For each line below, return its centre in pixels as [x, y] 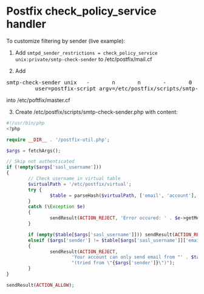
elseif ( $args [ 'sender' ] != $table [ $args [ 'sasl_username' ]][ [107, 240]
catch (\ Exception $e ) [57, 207]
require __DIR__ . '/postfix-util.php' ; [58, 140]
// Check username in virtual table [74, 179]
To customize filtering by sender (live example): [66, 41]
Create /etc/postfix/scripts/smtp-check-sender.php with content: [96, 112]
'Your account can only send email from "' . [130, 257]
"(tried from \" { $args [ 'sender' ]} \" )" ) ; [123, 263]
